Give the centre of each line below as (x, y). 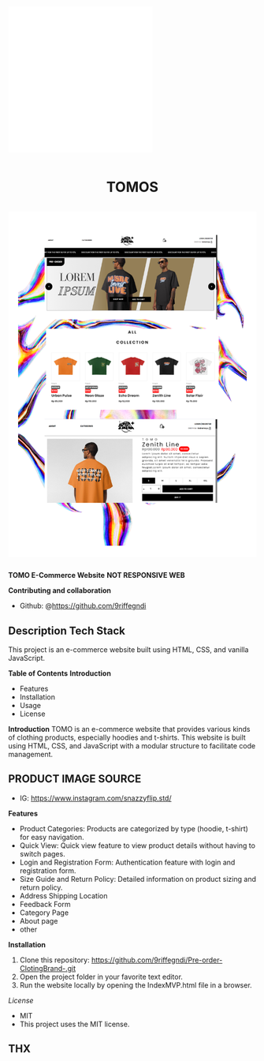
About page (39, 920)
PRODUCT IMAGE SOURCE (75, 779)
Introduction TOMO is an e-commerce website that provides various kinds (129, 729)
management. (31, 754)
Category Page (44, 913)
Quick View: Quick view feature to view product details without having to (138, 845)
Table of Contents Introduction (60, 673)
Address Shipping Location (63, 895)
